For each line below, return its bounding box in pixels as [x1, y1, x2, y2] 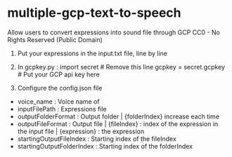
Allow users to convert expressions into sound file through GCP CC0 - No [7, 28, 220, 36]
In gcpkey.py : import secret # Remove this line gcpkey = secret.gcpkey [17, 62, 226, 71]
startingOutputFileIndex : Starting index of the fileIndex [17, 135, 177, 143]
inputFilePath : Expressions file [17, 104, 107, 113]
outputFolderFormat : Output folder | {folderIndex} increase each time [17, 112, 220, 121]
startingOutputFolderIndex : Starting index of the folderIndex [17, 142, 193, 150]
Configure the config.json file [17, 83, 103, 92]
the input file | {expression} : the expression [17, 127, 145, 135]
